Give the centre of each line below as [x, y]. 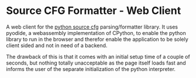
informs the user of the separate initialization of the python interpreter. [91, 69]
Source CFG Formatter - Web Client [94, 11]
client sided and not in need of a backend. [57, 45]
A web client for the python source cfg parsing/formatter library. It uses [92, 27]
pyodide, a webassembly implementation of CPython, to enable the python [96, 33]
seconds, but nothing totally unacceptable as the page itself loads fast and [96, 63]
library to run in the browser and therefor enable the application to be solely [97, 39]
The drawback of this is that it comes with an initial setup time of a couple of [98, 56]
